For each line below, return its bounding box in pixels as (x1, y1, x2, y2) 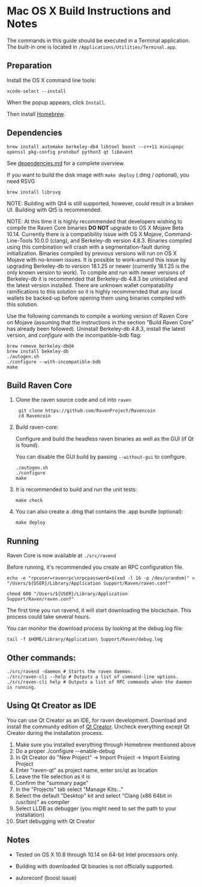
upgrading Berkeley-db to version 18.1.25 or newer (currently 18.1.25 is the (7, 262, 189, 270)
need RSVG (7, 177, 35, 184)
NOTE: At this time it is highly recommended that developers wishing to (7, 217, 183, 225)
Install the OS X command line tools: (7, 76, 97, 83)
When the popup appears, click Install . (7, 98, 107, 106)
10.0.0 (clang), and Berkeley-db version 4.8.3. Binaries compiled (34, 237, 192, 244)
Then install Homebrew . (7, 110, 65, 118)
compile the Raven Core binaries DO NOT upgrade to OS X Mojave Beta (7, 224, 184, 231)
